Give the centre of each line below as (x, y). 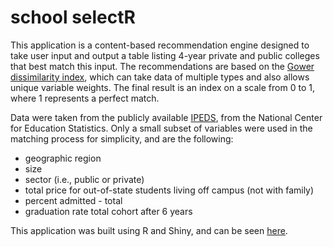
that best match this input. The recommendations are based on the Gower (162, 66)
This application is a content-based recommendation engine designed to (160, 45)
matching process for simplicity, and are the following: (122, 138)
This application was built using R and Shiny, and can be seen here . (149, 230)
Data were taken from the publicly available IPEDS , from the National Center (166, 117)
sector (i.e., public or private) (84, 179)
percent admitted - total (73, 200)
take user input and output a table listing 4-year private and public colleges (165, 55)
